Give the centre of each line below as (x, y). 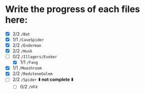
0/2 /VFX (29, 87)
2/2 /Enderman (27, 45)
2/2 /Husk (22, 51)
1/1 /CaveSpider (28, 39)
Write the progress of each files (72, 9)
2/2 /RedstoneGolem (32, 73)
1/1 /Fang (29, 62)
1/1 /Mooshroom (27, 68)
